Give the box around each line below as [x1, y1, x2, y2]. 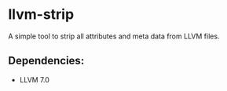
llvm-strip [8, 5, 75, 24]
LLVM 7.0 [19, 75, 49, 84]
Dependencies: [8, 54, 85, 67]
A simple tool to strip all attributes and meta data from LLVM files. [8, 31, 220, 41]
